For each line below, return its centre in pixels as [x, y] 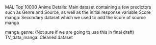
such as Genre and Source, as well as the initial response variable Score [78, 12]
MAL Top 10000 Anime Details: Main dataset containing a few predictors [78, 7]
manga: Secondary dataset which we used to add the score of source [76, 17]
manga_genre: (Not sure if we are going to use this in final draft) [70, 32]
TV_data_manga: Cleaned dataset [39, 37]
